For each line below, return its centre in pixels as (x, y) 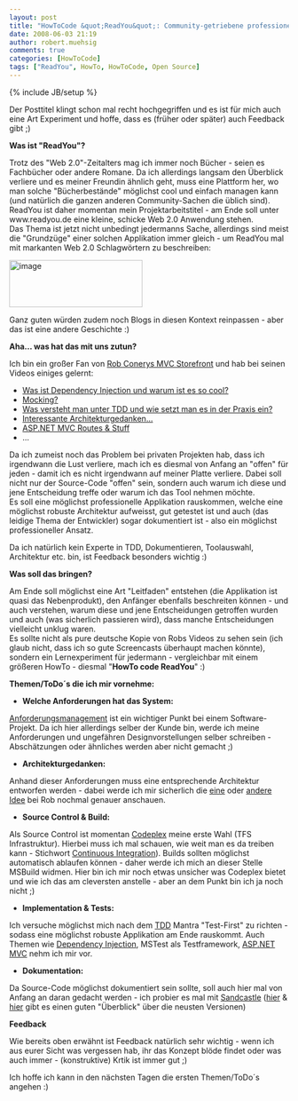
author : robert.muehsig (53, 42)
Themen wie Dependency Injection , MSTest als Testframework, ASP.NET (142, 944)
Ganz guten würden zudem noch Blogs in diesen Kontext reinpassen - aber (146, 320)
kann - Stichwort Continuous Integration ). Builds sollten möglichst (129, 852)
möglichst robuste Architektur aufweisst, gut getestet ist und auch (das (139, 511)
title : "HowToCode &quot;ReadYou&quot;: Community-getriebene (126, 26)
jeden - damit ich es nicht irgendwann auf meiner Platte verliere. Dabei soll (145, 473)
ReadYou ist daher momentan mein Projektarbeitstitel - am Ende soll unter (144, 210)
